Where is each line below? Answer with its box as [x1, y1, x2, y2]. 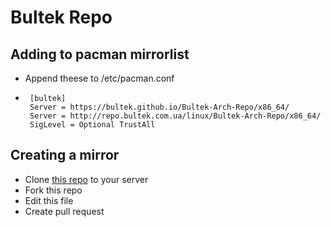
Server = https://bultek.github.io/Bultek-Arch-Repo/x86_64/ [29, 102, 290, 112]
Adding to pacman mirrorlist [10, 46, 190, 63]
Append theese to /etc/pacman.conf [24, 72, 175, 84]
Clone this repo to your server [24, 173, 149, 185]
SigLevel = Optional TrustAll [29, 120, 156, 130]
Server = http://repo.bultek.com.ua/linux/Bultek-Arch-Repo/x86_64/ [29, 111, 322, 121]
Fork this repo [24, 184, 83, 196]
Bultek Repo [10, 6, 113, 29]
